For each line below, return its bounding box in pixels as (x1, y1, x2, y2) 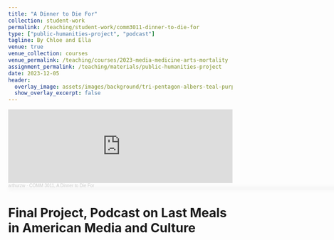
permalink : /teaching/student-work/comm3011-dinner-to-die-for (8, 23, 200, 31)
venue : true (8, 43, 43, 50)
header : (8, 76, 31, 84)
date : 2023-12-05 (8, 70, 60, 77)
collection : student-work (8, 17, 85, 24)
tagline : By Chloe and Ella (8, 37, 92, 44)
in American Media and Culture (8, 220, 197, 236)
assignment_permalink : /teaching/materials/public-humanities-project (8, 63, 222, 70)
